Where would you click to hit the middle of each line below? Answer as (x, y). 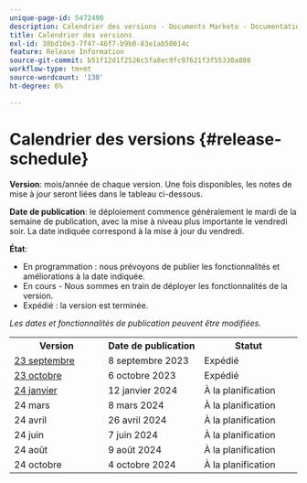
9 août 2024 (135, 449)
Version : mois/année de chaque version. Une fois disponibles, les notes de (151, 184)
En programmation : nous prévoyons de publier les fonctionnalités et (151, 266)
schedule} (49, 159)
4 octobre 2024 (142, 465)
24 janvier (36, 390)
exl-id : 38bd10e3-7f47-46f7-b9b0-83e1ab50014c (100, 43)
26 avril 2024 (138, 420)
